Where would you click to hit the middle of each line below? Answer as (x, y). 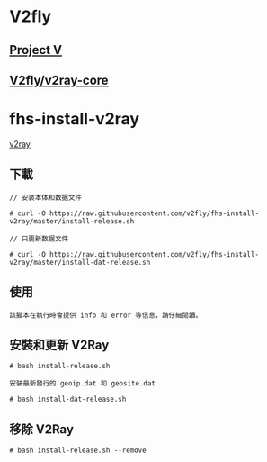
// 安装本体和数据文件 (46, 197)
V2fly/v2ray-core (59, 80)
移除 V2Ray (42, 429)
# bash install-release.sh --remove (78, 451)
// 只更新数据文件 (39, 239)
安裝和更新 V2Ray (59, 344)
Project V (36, 50)
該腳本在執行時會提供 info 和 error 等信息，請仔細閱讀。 (106, 315)
